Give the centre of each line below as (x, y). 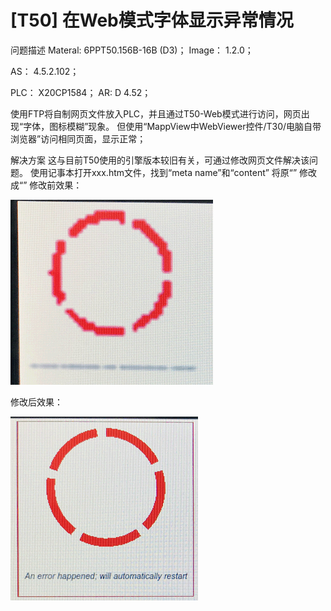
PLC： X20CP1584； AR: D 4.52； (81, 92)
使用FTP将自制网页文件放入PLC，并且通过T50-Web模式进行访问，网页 (156, 113)
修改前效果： (56, 185)
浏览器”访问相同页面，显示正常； (78, 138)
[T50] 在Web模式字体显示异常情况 (152, 20)
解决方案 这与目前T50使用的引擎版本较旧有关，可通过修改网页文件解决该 (160, 160)
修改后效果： (36, 402)
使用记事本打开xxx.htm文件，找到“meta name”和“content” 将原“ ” (163, 172)
